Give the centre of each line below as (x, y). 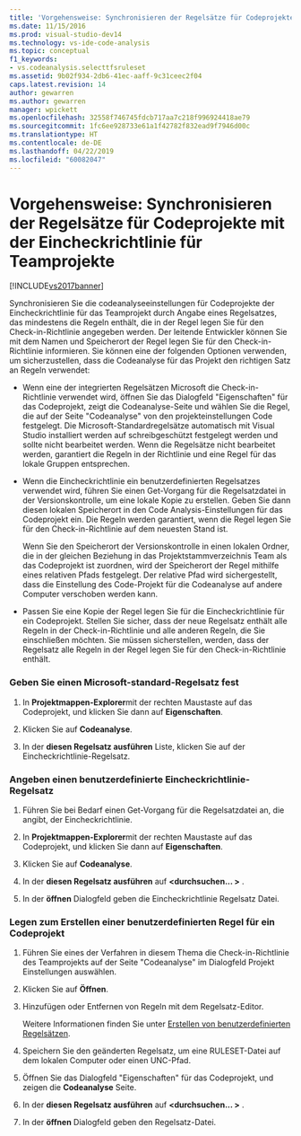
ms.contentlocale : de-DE (56, 143)
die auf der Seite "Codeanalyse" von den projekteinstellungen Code (147, 416)
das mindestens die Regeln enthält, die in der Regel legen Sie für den (137, 322)
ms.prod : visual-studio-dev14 (66, 34)
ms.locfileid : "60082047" (57, 159)
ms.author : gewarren (48, 101)
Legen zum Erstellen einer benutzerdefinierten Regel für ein (142, 921)
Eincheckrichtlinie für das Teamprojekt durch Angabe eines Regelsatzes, (143, 313)
